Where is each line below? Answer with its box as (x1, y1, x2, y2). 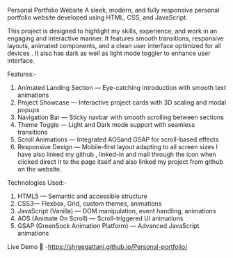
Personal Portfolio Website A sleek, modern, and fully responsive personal (7, 6, 220, 14)
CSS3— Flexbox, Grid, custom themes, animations (17, 199, 162, 208)
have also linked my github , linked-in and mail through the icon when (17, 150, 217, 158)
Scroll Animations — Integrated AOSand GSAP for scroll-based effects (17, 135, 219, 144)
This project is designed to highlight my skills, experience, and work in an (7, 27, 218, 35)
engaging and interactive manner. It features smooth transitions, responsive (7, 34, 224, 43)
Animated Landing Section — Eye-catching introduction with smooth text (17, 84, 227, 91)
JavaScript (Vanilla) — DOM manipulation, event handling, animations (17, 207, 216, 215)
